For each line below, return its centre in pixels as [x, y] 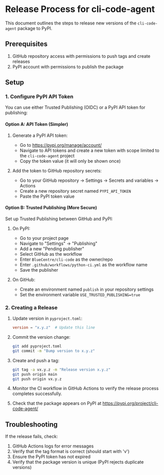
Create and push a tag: [36, 360]
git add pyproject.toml [37, 346]
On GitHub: [24, 279]
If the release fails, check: [32, 437]
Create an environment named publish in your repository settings [87, 289]
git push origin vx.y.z [37, 379]
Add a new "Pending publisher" [52, 249]
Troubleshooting [32, 424]
